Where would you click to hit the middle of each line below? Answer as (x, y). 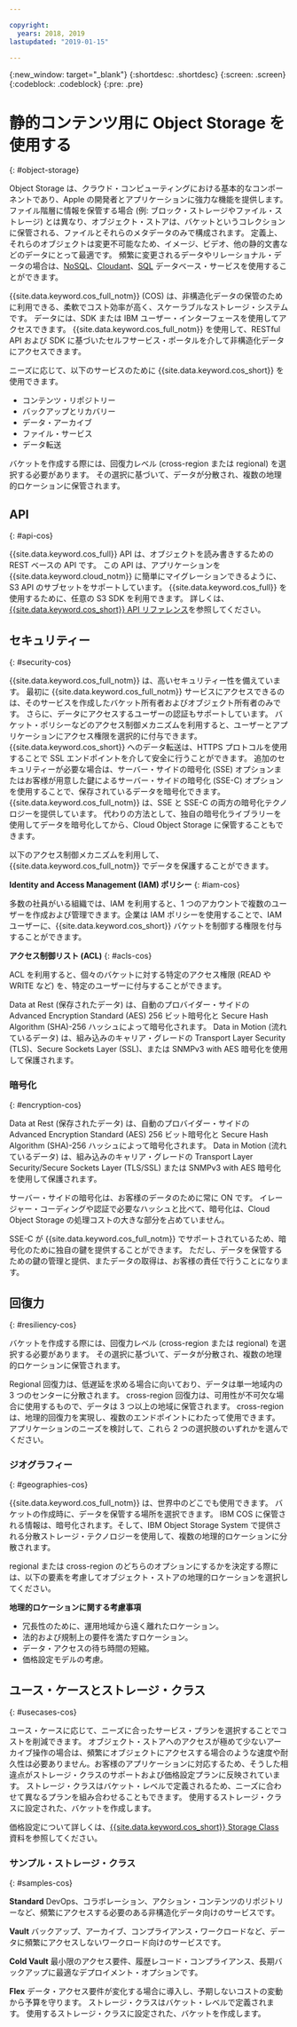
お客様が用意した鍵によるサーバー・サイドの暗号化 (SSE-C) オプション (154, 780)
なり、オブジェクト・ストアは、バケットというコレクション (177, 222)
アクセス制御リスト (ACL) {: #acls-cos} (81, 955)
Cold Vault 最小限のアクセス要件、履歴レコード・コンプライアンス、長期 (142, 1961)
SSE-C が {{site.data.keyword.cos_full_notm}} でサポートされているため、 (144, 1239)
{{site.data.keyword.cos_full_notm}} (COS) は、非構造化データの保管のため (146, 296)
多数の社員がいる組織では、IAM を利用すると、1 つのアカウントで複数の (141, 903)
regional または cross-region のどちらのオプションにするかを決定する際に (144, 1566)
